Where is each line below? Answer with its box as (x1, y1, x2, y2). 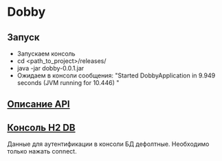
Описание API (7, 99, 70, 110)
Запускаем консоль (16, 49, 76, 58)
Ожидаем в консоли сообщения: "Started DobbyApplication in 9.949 (16, 71, 216, 79)
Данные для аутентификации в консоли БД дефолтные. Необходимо (7, 140, 210, 148)
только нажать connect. (7, 147, 77, 156)
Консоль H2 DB (7, 121, 76, 134)
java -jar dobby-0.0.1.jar (16, 64, 85, 72)
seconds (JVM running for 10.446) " (16, 79, 120, 86)
